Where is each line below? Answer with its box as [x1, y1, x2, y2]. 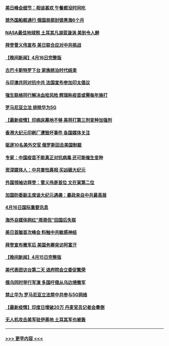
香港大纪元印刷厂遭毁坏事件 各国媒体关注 [5, 129, 91, 136]
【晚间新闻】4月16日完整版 [5, 54, 62, 61]
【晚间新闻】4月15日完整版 [5, 254, 62, 260]
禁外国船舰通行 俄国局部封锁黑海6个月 [5, 17, 84, 23]
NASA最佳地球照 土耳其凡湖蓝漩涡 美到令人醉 [5, 29, 100, 35]
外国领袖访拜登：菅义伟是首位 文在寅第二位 [5, 179, 95, 185]
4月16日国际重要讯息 [5, 204, 49, 210]
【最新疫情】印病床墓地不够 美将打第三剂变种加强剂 [5, 117, 112, 123]
